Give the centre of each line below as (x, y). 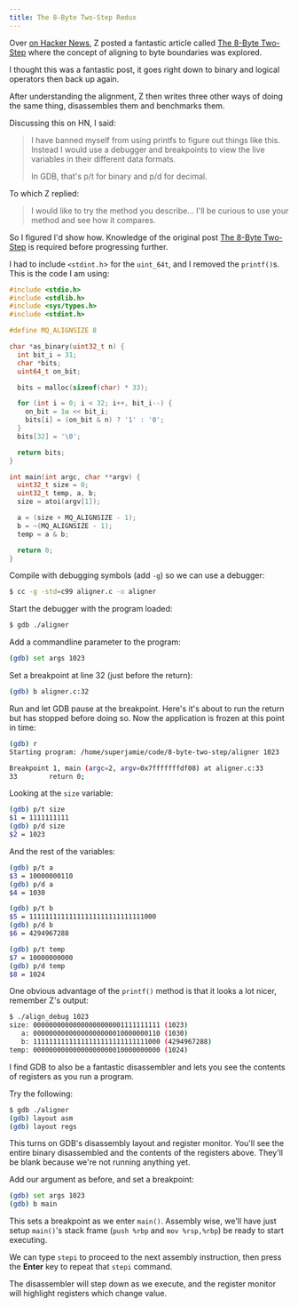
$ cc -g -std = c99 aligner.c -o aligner (83, 592)
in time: (23, 727)
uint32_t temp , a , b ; (57, 493)
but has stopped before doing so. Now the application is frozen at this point (147, 718)
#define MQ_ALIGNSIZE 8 (53, 331)
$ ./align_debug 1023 (49, 1017)
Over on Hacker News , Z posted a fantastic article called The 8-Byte (134, 43)
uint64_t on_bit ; (49, 371)
